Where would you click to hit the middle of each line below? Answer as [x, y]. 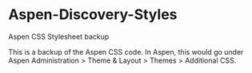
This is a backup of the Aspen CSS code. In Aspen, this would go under [126, 52]
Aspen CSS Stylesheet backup [59, 36]
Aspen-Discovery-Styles [93, 15]
